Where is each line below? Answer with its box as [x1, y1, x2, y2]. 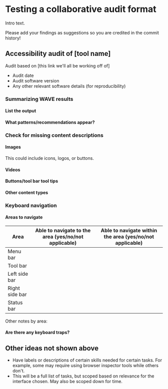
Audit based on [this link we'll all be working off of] [5, 62, 110, 68]
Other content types [5, 189, 48, 195]
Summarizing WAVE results [5, 95, 73, 102]
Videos [5, 166, 20, 173]
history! [5, 35, 21, 41]
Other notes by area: [5, 318, 47, 324]
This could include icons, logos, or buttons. [5, 155, 94, 161]
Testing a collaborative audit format [5, 3, 156, 15]
